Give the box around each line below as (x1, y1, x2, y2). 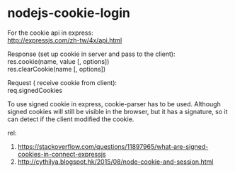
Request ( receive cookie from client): (7, 78, 117, 86)
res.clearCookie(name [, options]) (7, 65, 106, 73)
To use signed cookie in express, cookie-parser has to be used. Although (7, 99, 221, 108)
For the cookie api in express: (7, 28, 93, 37)
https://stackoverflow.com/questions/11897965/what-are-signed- (17, 142, 209, 150)
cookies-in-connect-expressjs (17, 150, 106, 158)
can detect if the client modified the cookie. (7, 115, 134, 123)
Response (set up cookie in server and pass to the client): (7, 50, 176, 58)
